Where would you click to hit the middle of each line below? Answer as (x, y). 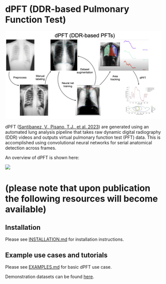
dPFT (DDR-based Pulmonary (67, 9)
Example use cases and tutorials (56, 255)
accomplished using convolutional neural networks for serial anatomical (79, 143)
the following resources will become (82, 199)
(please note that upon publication (78, 188)
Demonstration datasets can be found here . (50, 277)
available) (26, 209)
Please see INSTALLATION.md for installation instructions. (65, 239)
